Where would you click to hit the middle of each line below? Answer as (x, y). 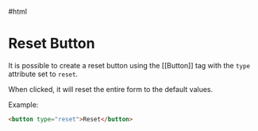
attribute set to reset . (43, 74)
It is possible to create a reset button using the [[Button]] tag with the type (129, 65)
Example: (23, 104)
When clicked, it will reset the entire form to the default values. (110, 89)
